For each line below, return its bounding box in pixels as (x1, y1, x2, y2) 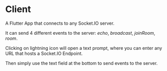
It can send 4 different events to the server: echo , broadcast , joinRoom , (5, 30, 155, 36)
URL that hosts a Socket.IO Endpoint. (5, 50, 83, 56)
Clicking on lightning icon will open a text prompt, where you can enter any (5, 45, 162, 51)
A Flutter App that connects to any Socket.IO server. (5, 20, 115, 26)
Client (5, 4, 32, 15)
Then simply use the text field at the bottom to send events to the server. (5, 60, 158, 66)
